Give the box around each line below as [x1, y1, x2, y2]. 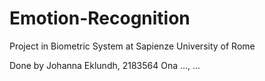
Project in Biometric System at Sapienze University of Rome [9, 40, 256, 52]
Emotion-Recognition [9, 7, 191, 30]
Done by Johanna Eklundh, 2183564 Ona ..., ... [9, 59, 201, 71]
